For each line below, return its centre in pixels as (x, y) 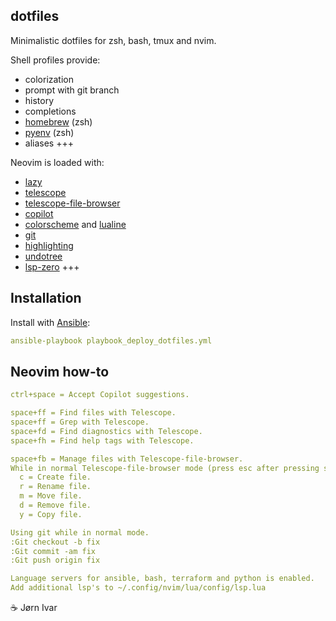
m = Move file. (51, 496)
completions (50, 111)
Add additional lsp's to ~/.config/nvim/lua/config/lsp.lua (138, 588)
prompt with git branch (72, 90)
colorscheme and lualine (75, 224)
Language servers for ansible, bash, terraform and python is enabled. (162, 579)
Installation (46, 298)
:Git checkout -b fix (55, 542)
